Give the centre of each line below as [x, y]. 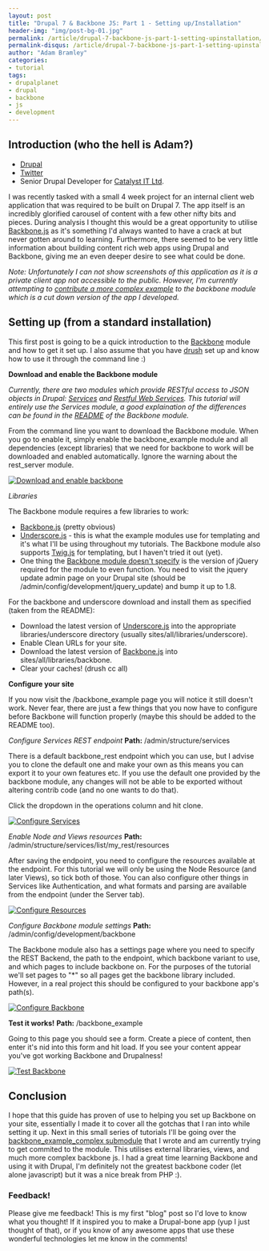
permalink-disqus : [39, 46]
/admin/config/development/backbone [72, 934]
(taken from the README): [52, 610]
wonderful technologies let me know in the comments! [98, 1238]
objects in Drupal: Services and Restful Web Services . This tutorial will [124, 398]
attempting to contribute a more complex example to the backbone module [132, 288]
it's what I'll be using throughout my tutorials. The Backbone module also [140, 543]
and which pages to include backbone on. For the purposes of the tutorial [130, 966]
